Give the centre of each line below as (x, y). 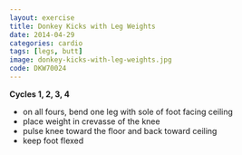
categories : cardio (46, 43)
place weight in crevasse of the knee (91, 121)
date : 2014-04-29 (42, 34)
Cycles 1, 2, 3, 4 (39, 94)
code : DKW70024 (38, 69)
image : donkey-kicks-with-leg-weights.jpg (91, 60)
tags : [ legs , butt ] (46, 52)
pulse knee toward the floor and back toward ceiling (120, 131)
